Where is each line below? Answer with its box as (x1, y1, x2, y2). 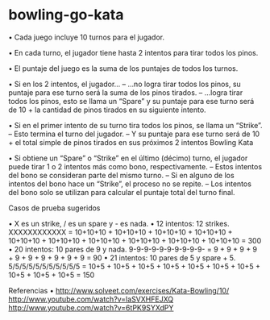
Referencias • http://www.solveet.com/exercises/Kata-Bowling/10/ (8, 285, 230, 295)
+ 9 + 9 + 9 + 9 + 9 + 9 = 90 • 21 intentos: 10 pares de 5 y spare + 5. (8, 252, 236, 263)
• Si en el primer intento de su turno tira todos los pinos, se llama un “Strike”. (8, 120, 264, 130)
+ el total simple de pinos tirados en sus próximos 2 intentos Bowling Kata (8, 137, 254, 147)
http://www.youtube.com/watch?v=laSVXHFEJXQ (8, 294, 174, 304)
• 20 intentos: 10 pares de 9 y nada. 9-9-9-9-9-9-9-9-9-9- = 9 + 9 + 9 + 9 (8, 244, 258, 254)
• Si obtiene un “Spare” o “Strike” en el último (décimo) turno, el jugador (8, 153, 248, 163)
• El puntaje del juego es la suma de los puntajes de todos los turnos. (8, 63, 239, 73)
